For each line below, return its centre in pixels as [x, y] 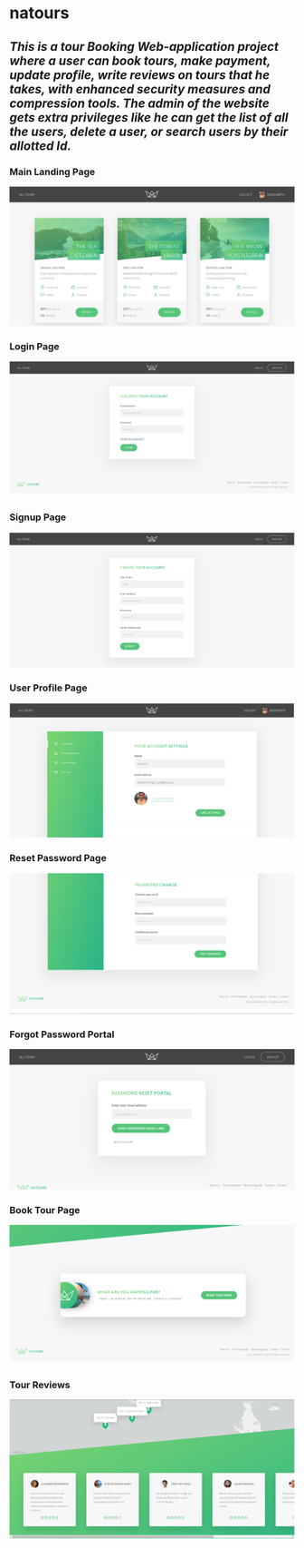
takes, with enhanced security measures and [140, 89]
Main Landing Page [52, 171]
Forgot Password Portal [62, 1034]
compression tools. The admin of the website [139, 103]
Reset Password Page [58, 858]
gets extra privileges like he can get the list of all [149, 118]
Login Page [35, 346]
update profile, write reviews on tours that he [139, 75]
